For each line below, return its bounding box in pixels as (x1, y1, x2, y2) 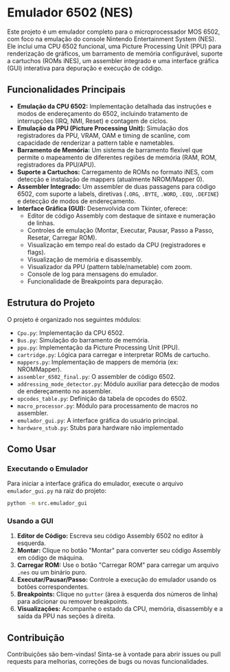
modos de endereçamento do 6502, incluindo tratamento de (16, 109, 188, 117)
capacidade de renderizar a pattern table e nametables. (16, 139, 175, 147)
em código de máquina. (16, 554, 84, 562)
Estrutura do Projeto (7, 297, 95, 309)
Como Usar (7, 443, 56, 454)
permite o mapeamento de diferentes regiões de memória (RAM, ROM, (16, 153, 218, 161)
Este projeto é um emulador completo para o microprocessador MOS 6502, (7, 27, 220, 36)
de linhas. (27, 218, 55, 227)
